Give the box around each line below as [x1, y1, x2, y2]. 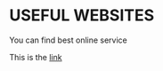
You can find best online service [9, 35, 127, 45]
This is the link [9, 51, 62, 62]
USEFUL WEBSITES [9, 5, 155, 26]
